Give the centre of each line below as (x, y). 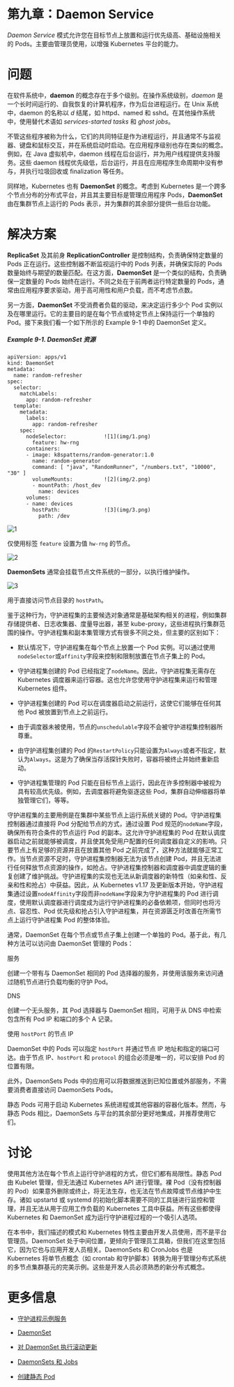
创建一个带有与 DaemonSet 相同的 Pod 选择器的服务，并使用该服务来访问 (112, 973)
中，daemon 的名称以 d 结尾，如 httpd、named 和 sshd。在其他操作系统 (111, 112)
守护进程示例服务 (42, 1319)
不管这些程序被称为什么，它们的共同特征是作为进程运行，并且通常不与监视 (114, 136)
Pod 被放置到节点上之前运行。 (69, 712)
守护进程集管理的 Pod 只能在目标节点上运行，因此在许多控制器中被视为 (119, 783)
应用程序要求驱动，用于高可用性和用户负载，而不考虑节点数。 (108, 290)
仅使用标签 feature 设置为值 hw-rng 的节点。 (71, 543)
